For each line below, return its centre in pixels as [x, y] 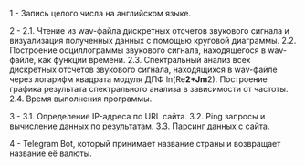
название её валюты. [51, 153]
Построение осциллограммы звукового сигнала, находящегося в [138, 50]
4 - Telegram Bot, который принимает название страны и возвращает [145, 144]
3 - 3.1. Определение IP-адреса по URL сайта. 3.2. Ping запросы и [137, 116]
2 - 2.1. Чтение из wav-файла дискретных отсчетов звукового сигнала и [149, 31]
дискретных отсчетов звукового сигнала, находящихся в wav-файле [143, 69]
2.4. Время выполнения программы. [81, 99]
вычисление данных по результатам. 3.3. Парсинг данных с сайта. [140, 126]
